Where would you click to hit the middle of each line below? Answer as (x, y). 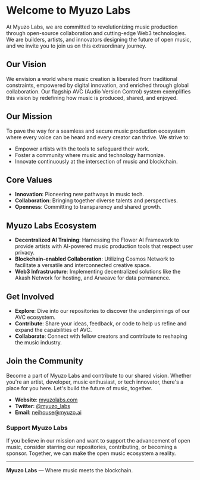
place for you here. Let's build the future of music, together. (79, 388)
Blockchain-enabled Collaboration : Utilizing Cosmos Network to (94, 259)
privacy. (24, 253)
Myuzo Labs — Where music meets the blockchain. (70, 470)
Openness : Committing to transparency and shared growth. (88, 207)
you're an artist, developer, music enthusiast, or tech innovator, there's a (95, 382)
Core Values (29, 180)
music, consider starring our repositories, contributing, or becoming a (92, 447)
